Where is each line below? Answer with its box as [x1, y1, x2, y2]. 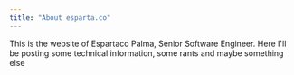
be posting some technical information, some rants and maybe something [9, 47, 284, 59]
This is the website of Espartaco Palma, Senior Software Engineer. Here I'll [9, 38, 287, 49]
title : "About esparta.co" [9, 13, 111, 23]
